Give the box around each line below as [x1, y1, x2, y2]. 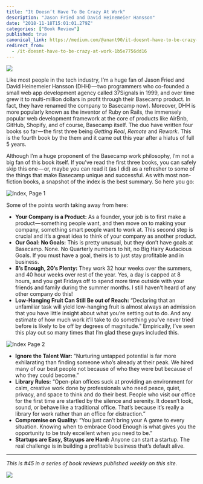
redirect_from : [6, 43, 45, 49]
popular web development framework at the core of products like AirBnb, [6, 114, 188, 122]
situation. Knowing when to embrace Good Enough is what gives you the [14, 423, 196, 430]
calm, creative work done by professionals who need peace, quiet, [14, 384, 181, 391]
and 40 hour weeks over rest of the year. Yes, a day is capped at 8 [14, 270, 181, 278]
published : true [6, 31, 47, 38]
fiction [6, 178, 22, 185]
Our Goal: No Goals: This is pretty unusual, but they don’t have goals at [14, 238, 193, 246]
